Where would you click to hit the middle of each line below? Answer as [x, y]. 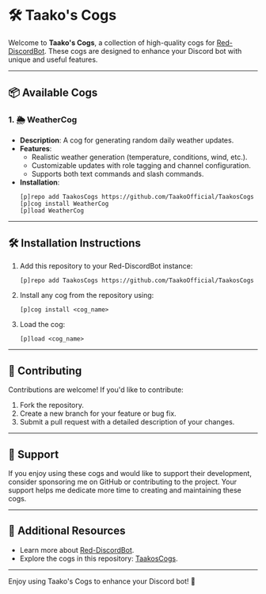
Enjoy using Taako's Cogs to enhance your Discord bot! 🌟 [102, 581]
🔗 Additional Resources [67, 531]
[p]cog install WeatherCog [64, 204]
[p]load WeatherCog [52, 211]
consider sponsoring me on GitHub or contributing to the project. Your [123, 482]
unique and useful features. [53, 59]
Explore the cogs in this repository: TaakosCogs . [99, 558]
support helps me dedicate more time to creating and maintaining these [125, 490]
